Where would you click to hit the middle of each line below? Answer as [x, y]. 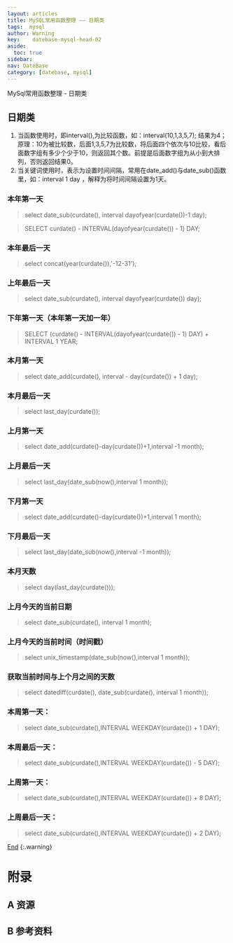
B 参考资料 [30, 931]
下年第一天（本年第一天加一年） [61, 318]
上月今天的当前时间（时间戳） [58, 641]
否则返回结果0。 [53, 162]
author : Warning [31, 33]
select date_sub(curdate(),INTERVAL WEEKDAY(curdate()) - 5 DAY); [122, 763]
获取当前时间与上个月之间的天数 [61, 677]
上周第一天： [29, 782]
